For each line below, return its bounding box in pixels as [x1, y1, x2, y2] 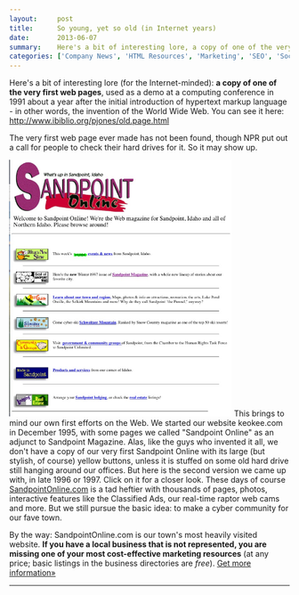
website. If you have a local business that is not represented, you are [9, 539, 267, 550]
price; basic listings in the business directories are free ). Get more [9, 558, 252, 569]
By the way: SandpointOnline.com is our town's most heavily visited [9, 530, 258, 541]
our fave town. [9, 512, 62, 523]
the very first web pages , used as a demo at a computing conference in [9, 87, 274, 98]
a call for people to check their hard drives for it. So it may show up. [9, 143, 258, 153]
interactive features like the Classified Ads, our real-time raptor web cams [9, 493, 280, 504]
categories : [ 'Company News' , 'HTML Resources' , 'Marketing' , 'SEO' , [9, 52, 273, 61]
